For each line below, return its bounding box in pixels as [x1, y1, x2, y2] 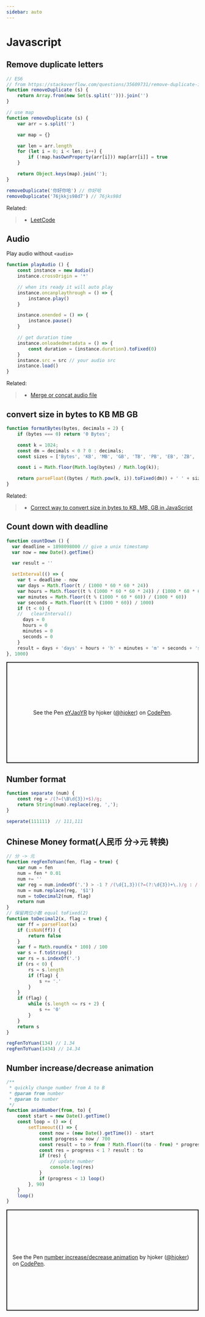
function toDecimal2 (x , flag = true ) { [6, 916, 108, 922]
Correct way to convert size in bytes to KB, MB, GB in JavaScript [30, 504, 193, 511]
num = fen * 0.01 [17, 871, 62, 877]
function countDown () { [6, 538, 70, 544]
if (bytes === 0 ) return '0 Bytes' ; [17, 431, 111, 437]
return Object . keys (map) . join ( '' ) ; [17, 171, 108, 177]
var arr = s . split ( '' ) [17, 120, 75, 127]
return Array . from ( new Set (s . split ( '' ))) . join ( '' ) [17, 93, 149, 99]
